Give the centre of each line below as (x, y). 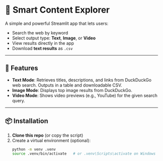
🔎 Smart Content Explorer (57, 10)
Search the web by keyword (40, 33)
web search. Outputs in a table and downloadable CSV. (67, 85)
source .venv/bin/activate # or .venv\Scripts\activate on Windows (84, 154)
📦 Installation (27, 121)
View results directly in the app (43, 43)
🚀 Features (22, 68)
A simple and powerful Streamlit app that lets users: (57, 23)
